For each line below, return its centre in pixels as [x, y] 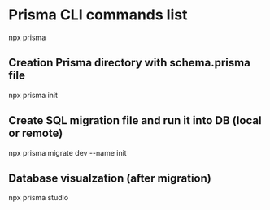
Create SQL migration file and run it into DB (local [135, 120]
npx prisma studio [39, 198]
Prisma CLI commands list [98, 15]
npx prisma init [33, 95]
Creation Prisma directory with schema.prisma [129, 63]
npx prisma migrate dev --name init [68, 152]
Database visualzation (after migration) [110, 178]
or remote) [36, 133]
